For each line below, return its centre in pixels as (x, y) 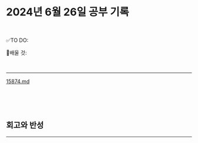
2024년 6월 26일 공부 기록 (68, 12)
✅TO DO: (17, 40)
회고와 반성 (25, 125)
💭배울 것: (16, 52)
